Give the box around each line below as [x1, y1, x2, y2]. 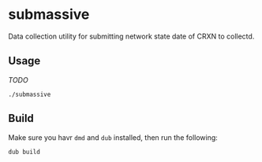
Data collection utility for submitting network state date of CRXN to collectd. [8, 31, 255, 41]
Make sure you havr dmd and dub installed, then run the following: [8, 132, 219, 142]
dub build [8, 148, 41, 156]
